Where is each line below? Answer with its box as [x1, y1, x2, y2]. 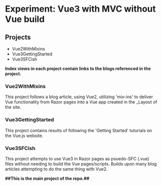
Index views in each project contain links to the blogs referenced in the [5, 66, 151, 71]
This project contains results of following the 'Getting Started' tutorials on [5, 127, 152, 133]
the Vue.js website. [5, 133, 44, 138]
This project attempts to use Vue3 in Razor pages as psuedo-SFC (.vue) [5, 155, 149, 161]
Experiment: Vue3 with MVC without [5, 3, 156, 15]
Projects [5, 33, 31, 41]
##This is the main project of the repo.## [5, 175, 90, 181]
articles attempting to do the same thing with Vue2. [5, 166, 108, 172]
